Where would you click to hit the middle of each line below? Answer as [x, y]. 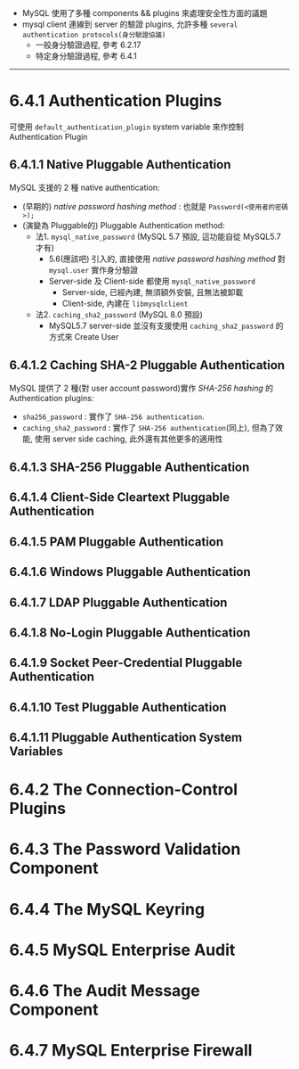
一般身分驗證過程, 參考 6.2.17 [88, 45]
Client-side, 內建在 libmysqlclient [125, 303]
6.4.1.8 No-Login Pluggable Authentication [130, 633]
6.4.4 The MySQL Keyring [107, 909]
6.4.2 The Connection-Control [124, 789]
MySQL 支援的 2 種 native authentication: [85, 187]
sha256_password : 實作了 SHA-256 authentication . [113, 416]
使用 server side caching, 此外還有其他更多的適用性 [129, 439]
